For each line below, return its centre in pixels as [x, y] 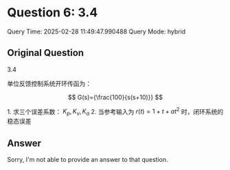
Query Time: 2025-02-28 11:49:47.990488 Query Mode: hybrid [96, 31]
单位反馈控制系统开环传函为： [49, 83]
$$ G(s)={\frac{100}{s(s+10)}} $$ [115, 97]
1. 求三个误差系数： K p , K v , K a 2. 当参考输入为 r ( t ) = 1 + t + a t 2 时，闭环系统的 [115, 112]
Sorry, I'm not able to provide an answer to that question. [88, 160]
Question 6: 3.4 [53, 13]
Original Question [46, 53]
